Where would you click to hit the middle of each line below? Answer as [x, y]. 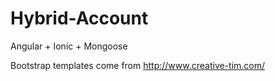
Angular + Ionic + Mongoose [69, 46]
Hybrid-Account [79, 18]
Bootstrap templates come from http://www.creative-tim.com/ [138, 65]
